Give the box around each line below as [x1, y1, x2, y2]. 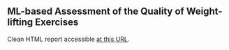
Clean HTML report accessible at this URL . [7, 35, 130, 43]
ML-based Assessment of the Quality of [7, 6, 185, 17]
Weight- [186, 6, 223, 17]
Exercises [34, 17, 79, 28]
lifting [7, 17, 34, 28]
